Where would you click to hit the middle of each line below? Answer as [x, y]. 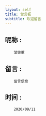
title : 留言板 [18, 14]
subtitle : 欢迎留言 [23, 19]
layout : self [18, 10]
